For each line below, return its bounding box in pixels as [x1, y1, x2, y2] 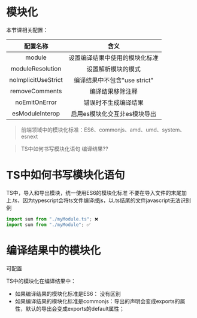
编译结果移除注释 [89, 87, 138, 96]
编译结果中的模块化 [6, 243, 101, 257]
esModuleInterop [11, 109, 60, 117]
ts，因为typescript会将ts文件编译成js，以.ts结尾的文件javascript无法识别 [13, 197, 192, 204]
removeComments [10, 87, 62, 95]
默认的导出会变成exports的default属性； [25, 305, 125, 312]
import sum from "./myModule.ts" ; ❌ [6, 216, 99, 222]
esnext [20, 133, 38, 140]
